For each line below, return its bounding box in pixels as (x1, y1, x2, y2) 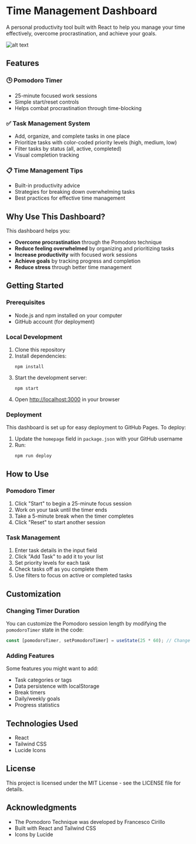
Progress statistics (14, 701, 60, 709)
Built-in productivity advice (14, 182, 80, 189)
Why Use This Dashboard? (6, 211, 106, 221)
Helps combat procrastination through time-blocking (14, 104, 142, 111)
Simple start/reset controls (14, 98, 79, 105)
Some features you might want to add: (6, 665, 99, 672)
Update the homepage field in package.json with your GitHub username (14, 435, 183, 442)
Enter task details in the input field (14, 547, 97, 554)
